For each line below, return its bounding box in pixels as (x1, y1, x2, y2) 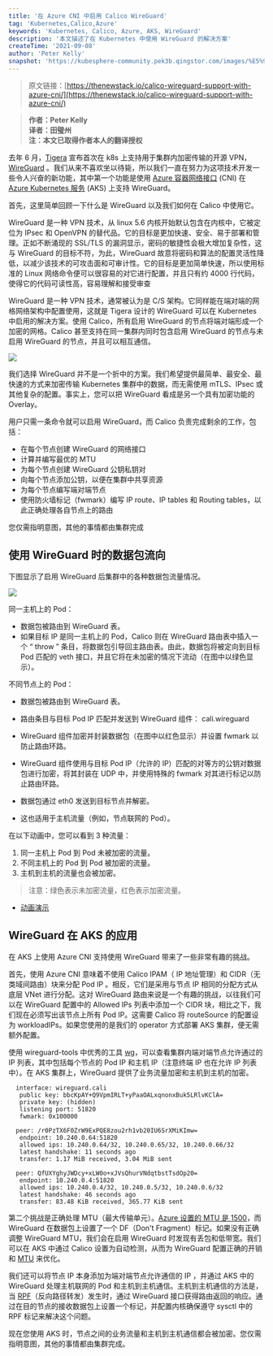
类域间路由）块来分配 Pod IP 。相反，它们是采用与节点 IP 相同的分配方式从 (8, 979, 258, 989)
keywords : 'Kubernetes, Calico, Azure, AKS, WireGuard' (8, 27, 201, 35)
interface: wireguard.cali (15, 1084, 107, 1092)
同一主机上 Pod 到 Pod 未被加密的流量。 (19, 847, 155, 857)
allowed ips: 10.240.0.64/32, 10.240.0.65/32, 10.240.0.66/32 (19, 1141, 234, 1149)
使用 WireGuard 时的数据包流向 (8, 548, 167, 562)
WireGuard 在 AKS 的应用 (8, 929, 138, 942)
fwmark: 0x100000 (19, 1112, 79, 1120)
